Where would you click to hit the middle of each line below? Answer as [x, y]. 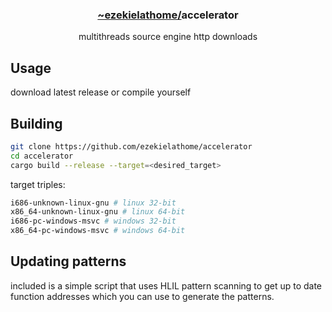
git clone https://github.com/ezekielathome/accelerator [131, 146]
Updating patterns [68, 261]
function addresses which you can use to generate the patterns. [142, 296]
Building [36, 123]
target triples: [38, 184]
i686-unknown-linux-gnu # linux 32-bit [93, 203]
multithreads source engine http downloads [168, 37]
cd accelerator [42, 156]
